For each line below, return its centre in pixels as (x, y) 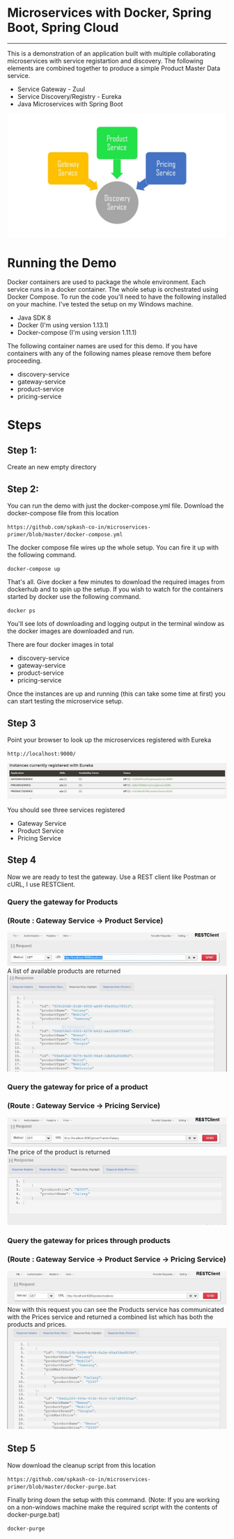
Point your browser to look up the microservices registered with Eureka (109, 740)
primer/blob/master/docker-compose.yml (65, 535)
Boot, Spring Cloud (63, 28)
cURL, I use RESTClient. (41, 884)
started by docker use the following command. (74, 597)
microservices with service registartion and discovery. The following (105, 61)
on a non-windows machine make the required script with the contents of (112, 1507)
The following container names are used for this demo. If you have (102, 346)
